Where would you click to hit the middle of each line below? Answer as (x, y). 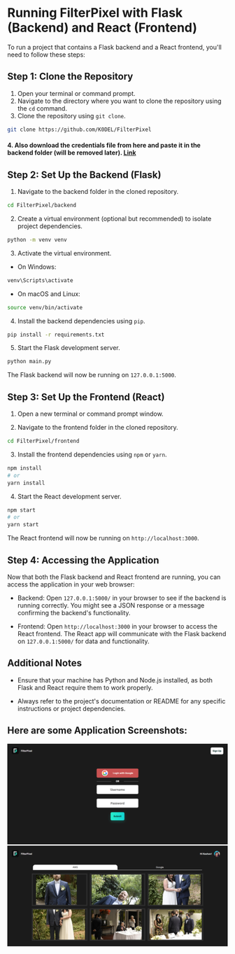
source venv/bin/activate (45, 307)
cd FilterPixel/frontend (43, 441)
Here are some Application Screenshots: (97, 730)
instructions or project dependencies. (71, 708)
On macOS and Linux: (49, 294)
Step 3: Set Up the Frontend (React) (86, 397)
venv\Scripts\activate (40, 280)
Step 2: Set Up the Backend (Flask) (84, 175)
